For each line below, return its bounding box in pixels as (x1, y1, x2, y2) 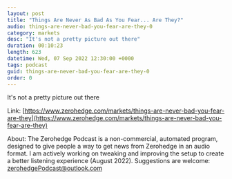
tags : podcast (7, 62, 48, 68)
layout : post (7, 10, 45, 17)
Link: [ (7, 106, 26, 115)
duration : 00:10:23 (7, 42, 64, 49)
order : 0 (7, 74, 32, 82)
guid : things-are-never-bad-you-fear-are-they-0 (7, 68, 150, 75)
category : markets (7, 29, 60, 37)
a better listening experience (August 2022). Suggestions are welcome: (7, 157, 211, 165)
